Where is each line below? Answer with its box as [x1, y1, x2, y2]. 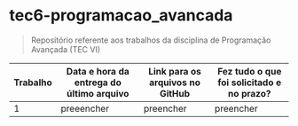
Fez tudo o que [216, 65, 282, 77]
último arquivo [66, 87, 129, 99]
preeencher [60, 102, 109, 114]
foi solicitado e [216, 76, 282, 89]
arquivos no [149, 76, 201, 89]
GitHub [159, 87, 191, 99]
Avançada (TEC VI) [30, 43, 101, 54]
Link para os [147, 65, 202, 77]
